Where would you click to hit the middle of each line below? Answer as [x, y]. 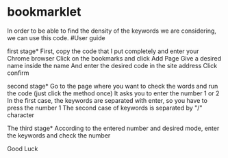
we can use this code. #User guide [56, 37]
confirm [18, 73]
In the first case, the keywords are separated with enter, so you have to [107, 100]
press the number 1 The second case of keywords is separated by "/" [105, 108]
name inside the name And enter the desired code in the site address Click [112, 65]
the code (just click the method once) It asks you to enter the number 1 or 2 [113, 93]
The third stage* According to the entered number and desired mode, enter [113, 128]
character [21, 115]
